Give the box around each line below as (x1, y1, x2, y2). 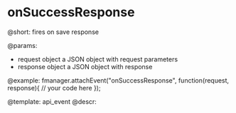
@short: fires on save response (7, 28, 100, 36)
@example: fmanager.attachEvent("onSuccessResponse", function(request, (7, 76, 230, 85)
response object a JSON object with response (17, 62, 153, 71)
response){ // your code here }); (7, 83, 101, 92)
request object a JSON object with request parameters (17, 54, 178, 64)
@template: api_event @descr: (7, 97, 97, 106)
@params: (7, 41, 38, 49)
